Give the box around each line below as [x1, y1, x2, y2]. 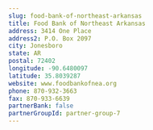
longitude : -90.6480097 [8, 65, 89, 73]
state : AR [8, 49, 42, 57]
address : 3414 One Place [8, 27, 92, 35]
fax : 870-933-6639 [8, 94, 70, 103]
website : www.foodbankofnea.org [8, 79, 117, 87]
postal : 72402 [8, 57, 56, 65]
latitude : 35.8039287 [8, 72, 81, 80]
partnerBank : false [8, 102, 74, 110]
